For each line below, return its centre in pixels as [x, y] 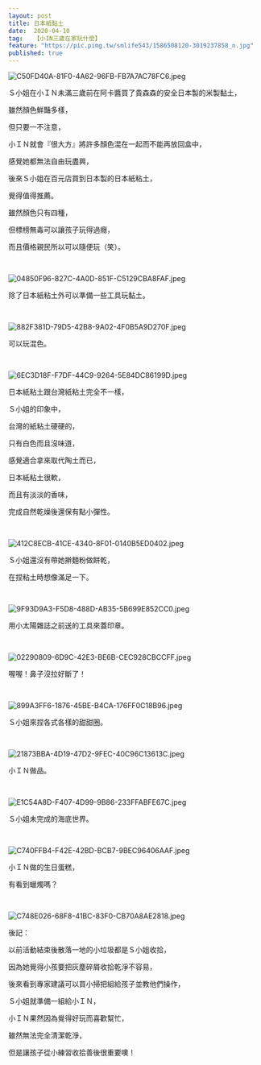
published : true [35, 53]
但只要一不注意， [37, 127]
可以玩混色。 [29, 344]
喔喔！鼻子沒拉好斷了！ [47, 674]
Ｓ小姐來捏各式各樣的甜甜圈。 [58, 722]
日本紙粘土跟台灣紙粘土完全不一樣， [68, 392]
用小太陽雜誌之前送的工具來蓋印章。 [68, 626]
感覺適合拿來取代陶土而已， [54, 460]
